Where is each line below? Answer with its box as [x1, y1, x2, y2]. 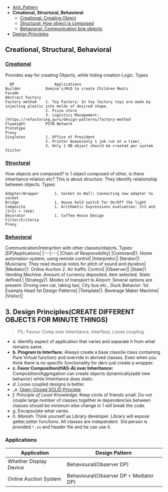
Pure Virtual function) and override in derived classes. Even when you [12, 354, 156, 361]
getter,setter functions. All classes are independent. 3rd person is [12, 419, 147, 425]
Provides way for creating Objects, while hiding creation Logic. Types [5, 72, 148, 78]
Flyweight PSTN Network [5, 121, 72, 126]
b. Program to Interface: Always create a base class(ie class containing [12, 349, 160, 355]
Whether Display [7, 458, 47, 465]
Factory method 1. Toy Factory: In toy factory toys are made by [5, 99, 151, 105]
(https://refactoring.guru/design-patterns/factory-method [5, 117, 131, 122]
